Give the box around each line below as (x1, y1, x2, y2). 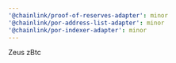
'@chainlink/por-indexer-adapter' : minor (8, 26, 147, 34)
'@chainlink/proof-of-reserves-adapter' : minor (8, 11, 169, 20)
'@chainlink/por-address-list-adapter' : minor (8, 19, 165, 27)
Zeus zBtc (8, 48, 41, 57)
